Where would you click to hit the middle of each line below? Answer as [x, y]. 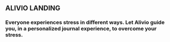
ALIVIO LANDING [33, 8]
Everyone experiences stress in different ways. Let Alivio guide [85, 22]
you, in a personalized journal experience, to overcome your [81, 28]
